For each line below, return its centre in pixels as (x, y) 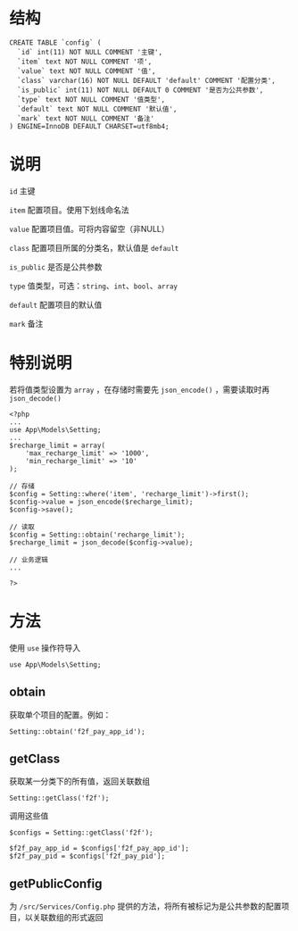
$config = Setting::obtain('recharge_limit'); (97, 535)
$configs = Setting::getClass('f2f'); (81, 833)
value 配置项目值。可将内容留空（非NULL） (89, 229)
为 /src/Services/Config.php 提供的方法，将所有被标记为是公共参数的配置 (145, 906)
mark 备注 (26, 323)
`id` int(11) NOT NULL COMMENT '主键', (90, 52)
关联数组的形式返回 (68, 918)
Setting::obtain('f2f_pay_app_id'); (77, 731)
